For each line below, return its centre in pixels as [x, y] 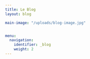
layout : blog [18, 14]
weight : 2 [24, 49]
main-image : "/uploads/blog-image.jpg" [45, 23]
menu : [10, 36]
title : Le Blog [20, 9]
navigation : [22, 40]
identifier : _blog [32, 45]
